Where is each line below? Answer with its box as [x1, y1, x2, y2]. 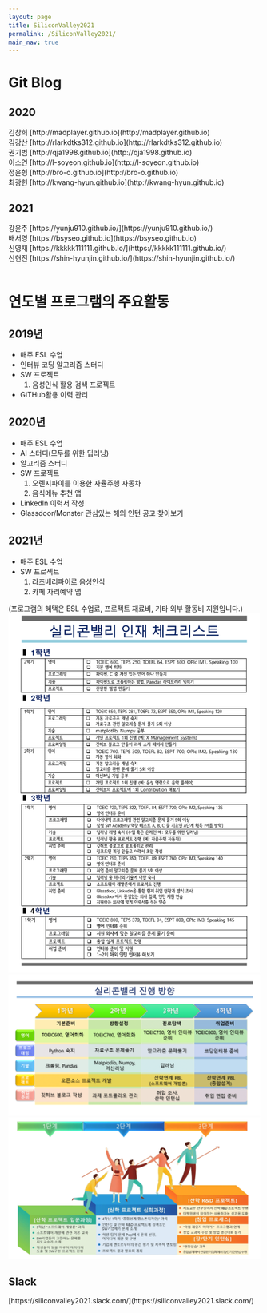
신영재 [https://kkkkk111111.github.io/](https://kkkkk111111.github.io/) [8, 244, 227, 253]
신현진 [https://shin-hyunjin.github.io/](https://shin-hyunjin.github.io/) [8, 253, 236, 263]
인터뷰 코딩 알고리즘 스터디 [19, 360, 104, 369]
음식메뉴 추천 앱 [31, 488, 82, 497]
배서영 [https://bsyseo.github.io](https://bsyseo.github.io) [8, 233, 197, 243]
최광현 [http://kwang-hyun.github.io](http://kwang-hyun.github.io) [8, 178, 225, 187]
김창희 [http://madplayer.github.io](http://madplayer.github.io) [8, 128, 210, 138]
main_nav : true [8, 38, 59, 46]
